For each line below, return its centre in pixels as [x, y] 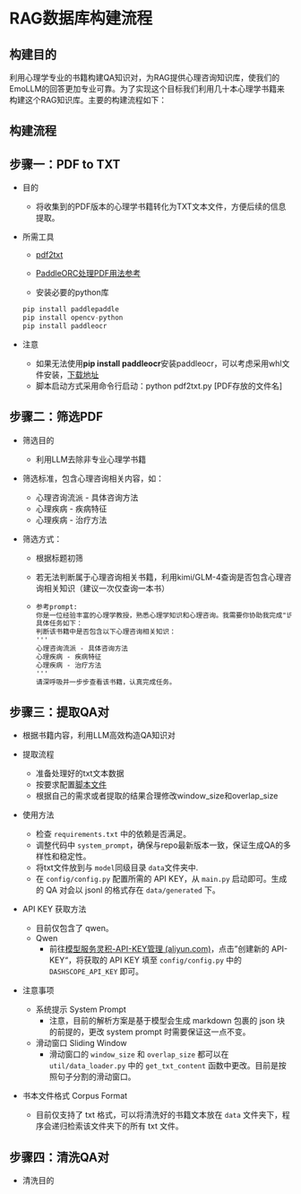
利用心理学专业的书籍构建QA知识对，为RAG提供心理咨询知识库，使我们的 [145, 78]
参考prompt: [56, 606]
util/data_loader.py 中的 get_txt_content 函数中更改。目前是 [164, 1066]
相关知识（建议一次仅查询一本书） [107, 588]
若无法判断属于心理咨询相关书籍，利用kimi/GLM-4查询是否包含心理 [159, 577]
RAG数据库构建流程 [81, 18]
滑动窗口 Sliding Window [81, 1043]
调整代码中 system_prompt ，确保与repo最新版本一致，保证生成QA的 [159, 845]
